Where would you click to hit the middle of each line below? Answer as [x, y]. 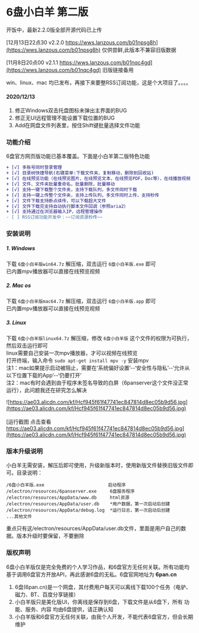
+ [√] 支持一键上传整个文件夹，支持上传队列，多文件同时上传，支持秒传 [83, 195]
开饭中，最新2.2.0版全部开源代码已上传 [54, 30]
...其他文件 [19, 517]
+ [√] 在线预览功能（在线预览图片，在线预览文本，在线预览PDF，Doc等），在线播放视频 [99, 179]
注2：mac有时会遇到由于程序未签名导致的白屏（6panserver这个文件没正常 [97, 383]
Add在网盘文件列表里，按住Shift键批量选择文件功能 [78, 125]
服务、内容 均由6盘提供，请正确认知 [70, 609]
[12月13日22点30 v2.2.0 [35, 42]
